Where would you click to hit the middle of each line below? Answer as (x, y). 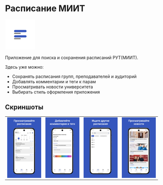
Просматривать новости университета (52, 87)
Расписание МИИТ (45, 9)
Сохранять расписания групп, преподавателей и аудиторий (74, 76)
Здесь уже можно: (24, 67)
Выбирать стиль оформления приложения (56, 92)
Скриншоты (24, 107)
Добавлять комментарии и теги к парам (54, 81)
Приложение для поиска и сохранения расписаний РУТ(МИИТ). (72, 57)
